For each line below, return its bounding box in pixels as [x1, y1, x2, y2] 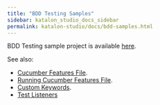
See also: [7, 55, 34, 64]
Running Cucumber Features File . [17, 76, 113, 84]
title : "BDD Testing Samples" [7, 10, 95, 17]
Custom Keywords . [17, 84, 71, 92]
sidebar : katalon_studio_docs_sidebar [7, 17, 119, 23]
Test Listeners [17, 90, 58, 99]
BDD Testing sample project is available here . [7, 42, 136, 50]
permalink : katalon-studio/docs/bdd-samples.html [7, 23, 154, 30]
